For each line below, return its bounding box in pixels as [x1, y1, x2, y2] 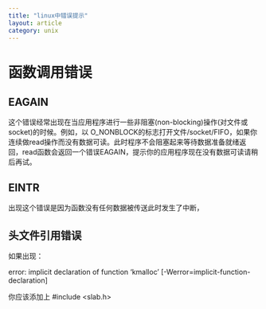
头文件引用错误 [8, 229, 82, 242]
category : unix [8, 26, 59, 34]
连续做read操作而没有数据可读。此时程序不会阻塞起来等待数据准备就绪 [8, 137, 240, 147]
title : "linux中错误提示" [8, 11, 88, 20]
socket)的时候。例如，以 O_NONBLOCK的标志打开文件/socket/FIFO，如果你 [8, 127, 257, 137]
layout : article [8, 19, 62, 27]
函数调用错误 [8, 63, 93, 81]
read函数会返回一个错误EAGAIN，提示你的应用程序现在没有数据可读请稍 [22, 147, 259, 157]
